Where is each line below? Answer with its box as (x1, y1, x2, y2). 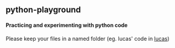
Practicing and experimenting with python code (5, 21, 128, 29)
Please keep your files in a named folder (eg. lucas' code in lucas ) (5, 35, 170, 42)
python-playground (5, 5, 81, 15)
